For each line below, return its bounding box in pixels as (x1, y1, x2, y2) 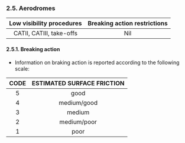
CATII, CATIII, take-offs (13, 29, 78, 38)
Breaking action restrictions (87, 19, 168, 28)
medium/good (59, 98, 98, 107)
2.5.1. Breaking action (6, 45, 60, 52)
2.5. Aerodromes (6, 4, 56, 12)
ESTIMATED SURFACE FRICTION (31, 79, 125, 87)
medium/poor (59, 118, 98, 126)
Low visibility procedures (9, 19, 82, 28)
